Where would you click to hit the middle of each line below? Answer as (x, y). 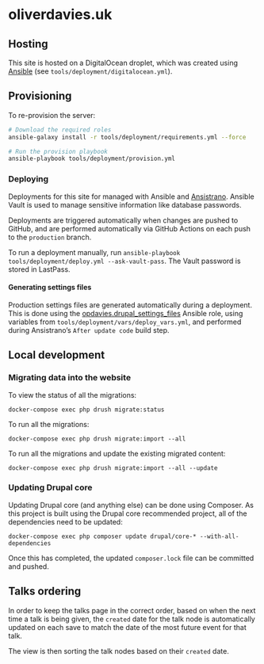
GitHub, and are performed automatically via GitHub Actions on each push (130, 228)
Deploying (29, 179)
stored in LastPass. (39, 269)
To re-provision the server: (52, 115)
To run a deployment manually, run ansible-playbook (94, 252)
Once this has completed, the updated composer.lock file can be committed (131, 558)
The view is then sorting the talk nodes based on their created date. (119, 651)
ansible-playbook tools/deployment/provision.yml (92, 159)
